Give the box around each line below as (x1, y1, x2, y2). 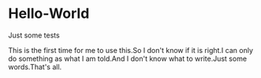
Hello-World (8, 5, 90, 23)
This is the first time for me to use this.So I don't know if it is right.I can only (8, 45, 254, 55)
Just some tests (8, 30, 61, 40)
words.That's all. (8, 62, 62, 71)
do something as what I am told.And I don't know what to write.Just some (8, 54, 247, 63)
